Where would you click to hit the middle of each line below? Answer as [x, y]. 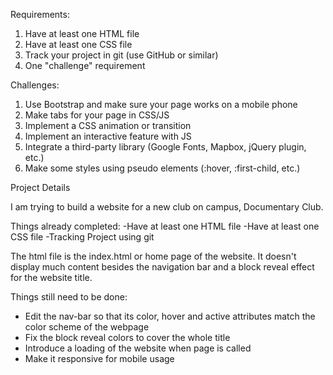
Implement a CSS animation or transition [108, 125]
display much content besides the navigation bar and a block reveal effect [162, 267]
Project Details [40, 187]
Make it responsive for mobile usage [99, 358]
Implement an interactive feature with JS [108, 136]
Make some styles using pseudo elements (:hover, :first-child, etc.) [162, 168]
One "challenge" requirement [85, 65]
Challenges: [35, 85]
